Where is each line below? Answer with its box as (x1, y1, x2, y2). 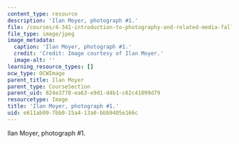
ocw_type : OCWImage (7, 70, 65, 77)
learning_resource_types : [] (7, 63, 94, 70)
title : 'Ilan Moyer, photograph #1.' (7, 103, 119, 110)
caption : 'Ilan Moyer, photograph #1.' (14, 43, 132, 50)
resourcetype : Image (7, 96, 69, 104)
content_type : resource (7, 10, 78, 18)
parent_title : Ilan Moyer (7, 76, 84, 84)
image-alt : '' (14, 57, 55, 64)
